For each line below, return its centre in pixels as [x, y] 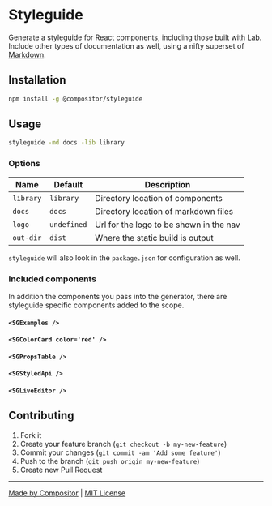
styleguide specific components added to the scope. [96, 305]
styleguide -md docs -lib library [67, 143]
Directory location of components [158, 198]
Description [168, 184]
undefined [68, 224]
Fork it [31, 435]
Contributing [41, 416]
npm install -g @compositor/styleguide [76, 99]
